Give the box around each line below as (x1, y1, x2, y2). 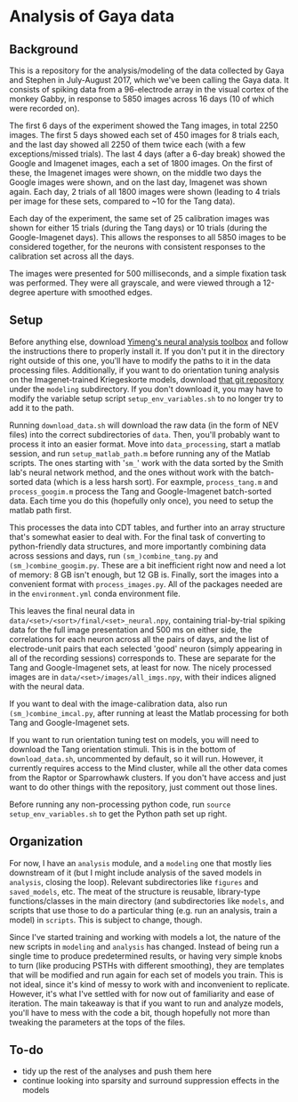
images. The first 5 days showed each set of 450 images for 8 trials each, (9, 130, 280, 140)
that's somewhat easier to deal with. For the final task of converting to (9, 531, 266, 542)
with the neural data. (9, 680, 85, 691)
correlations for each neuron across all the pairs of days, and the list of (9, 633, 270, 644)
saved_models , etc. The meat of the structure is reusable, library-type (9, 886, 261, 897)
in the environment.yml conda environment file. (9, 588, 181, 599)
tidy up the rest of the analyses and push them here (21, 1066, 212, 1077)
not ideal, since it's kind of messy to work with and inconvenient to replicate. (9, 978, 290, 989)
